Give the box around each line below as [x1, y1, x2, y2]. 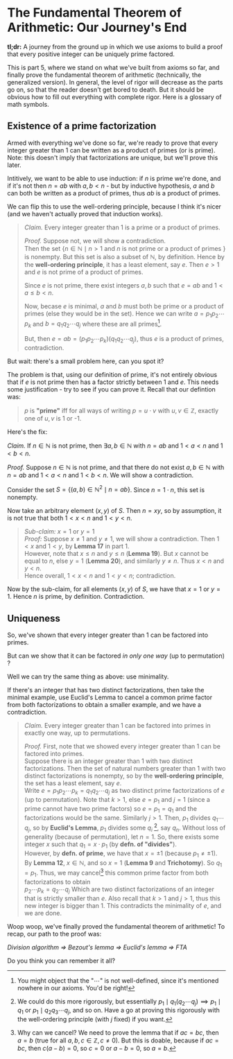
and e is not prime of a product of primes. [24, 268, 144, 276]
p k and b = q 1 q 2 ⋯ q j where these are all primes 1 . [24, 318, 162, 329]
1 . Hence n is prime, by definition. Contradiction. [7, 593, 145, 601]
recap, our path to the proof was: [7, 929, 102, 938]
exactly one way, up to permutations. [24, 729, 130, 737]
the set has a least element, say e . [24, 779, 122, 787]
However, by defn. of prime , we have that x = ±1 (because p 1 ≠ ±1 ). [24, 849, 218, 859]
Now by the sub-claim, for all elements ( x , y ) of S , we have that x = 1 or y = [7, 585, 221, 593]
